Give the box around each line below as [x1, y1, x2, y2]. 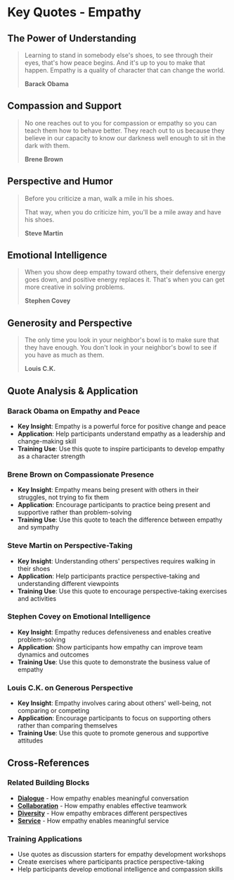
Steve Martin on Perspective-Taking [7, 541, 133, 551]
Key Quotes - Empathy [7, 4, 142, 20]
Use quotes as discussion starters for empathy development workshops [17, 850, 226, 859]
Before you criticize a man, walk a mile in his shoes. [24, 194, 174, 202]
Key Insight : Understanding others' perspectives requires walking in [17, 556, 216, 565]
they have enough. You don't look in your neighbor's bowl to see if [24, 343, 217, 352]
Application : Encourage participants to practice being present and [17, 501, 211, 509]
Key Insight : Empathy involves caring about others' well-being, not [17, 699, 212, 707]
